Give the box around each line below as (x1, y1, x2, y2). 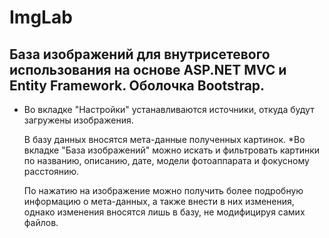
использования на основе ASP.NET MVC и (9, 61, 287, 78)
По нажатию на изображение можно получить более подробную (23, 185, 304, 196)
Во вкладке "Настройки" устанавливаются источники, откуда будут (23, 104, 315, 115)
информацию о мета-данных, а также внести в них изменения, (23, 196, 295, 207)
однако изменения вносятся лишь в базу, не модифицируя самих (23, 206, 306, 218)
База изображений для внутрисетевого (9, 46, 271, 63)
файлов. (23, 217, 59, 228)
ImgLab (9, 6, 73, 29)
